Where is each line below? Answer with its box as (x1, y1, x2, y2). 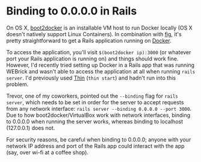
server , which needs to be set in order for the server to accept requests (6, 98, 184, 106)
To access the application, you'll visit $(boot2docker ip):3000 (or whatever (6, 48, 191, 55)
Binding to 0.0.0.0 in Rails (6, 4, 137, 18)
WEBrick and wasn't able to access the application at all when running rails (6, 67, 196, 75)
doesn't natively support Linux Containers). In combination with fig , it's (6, 30, 182, 37)
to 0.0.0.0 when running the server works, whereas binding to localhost (6, 117, 184, 125)
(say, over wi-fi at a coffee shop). (6, 149, 89, 156)
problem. (6, 80, 29, 88)
